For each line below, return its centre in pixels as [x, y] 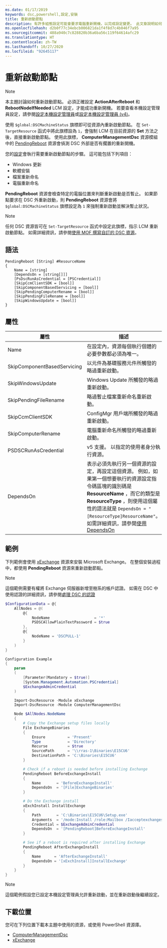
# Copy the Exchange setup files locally [67, 723]
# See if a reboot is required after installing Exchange [84, 843]
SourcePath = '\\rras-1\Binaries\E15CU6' [81, 751]
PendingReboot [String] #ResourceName [45, 261]
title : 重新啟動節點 [24, 19]
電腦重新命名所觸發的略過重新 [122, 431]
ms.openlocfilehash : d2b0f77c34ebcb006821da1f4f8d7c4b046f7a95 [72, 28]
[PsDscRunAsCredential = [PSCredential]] [57, 279]
